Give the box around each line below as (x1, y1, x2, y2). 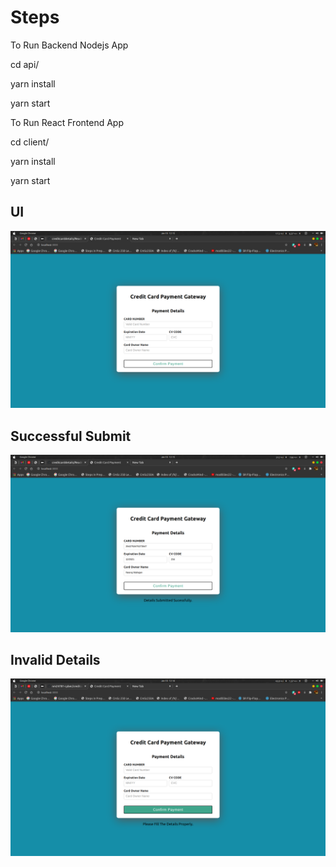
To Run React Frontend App (10, 116, 125, 128)
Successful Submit (10, 427, 132, 445)
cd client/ (10, 136, 50, 148)
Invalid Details (10, 651, 101, 668)
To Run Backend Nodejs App (10, 39, 129, 51)
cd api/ (10, 58, 40, 70)
